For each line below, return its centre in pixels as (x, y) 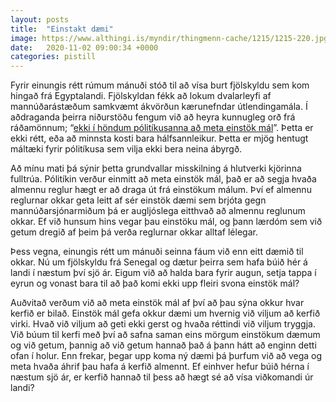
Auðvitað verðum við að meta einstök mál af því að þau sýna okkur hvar (157, 303)
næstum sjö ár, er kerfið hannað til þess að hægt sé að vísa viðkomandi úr (162, 377)
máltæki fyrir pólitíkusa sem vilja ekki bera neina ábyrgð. (126, 149)
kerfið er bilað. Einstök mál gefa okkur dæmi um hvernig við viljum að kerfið (165, 313)
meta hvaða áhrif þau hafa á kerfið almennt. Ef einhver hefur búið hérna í (160, 367)
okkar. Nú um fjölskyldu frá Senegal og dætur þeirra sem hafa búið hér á (159, 262)
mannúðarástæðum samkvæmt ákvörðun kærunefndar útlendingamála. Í (159, 107)
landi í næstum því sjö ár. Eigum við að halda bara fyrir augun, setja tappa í (163, 273)
